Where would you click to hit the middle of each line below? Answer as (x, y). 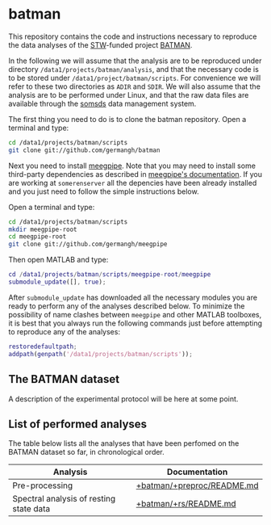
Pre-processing (43, 485)
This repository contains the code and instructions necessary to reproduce (133, 36)
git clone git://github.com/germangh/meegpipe (88, 244)
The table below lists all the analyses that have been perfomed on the (124, 443)
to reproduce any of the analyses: (65, 331)
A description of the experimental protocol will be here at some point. (123, 399)
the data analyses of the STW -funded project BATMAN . (100, 44)
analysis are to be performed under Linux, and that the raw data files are (129, 94)
